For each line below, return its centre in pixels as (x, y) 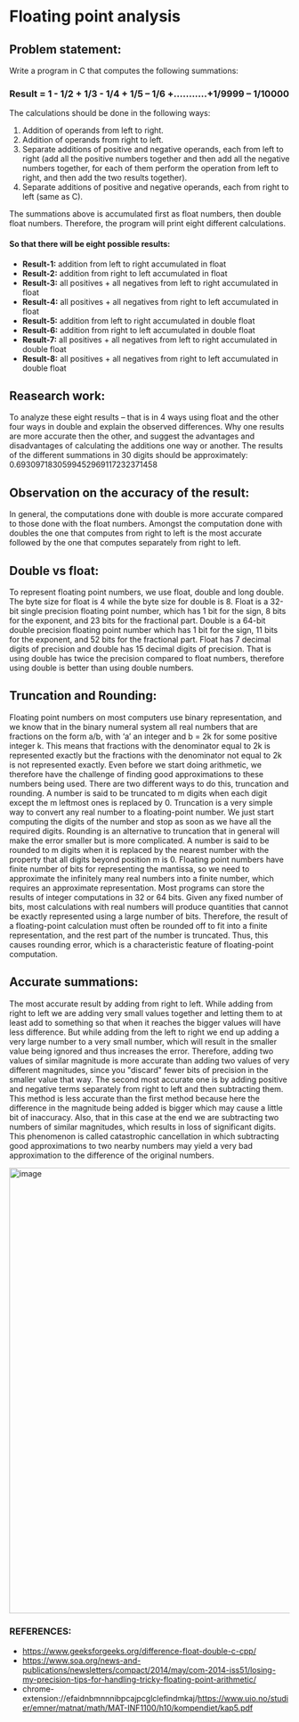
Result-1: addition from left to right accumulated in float (124, 264)
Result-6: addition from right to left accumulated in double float (138, 330)
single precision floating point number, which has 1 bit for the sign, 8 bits (154, 611)
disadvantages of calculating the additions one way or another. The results (146, 446)
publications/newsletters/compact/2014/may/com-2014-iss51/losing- (149, 1669)
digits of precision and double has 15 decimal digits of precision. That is (140, 649)
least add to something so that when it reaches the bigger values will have (145, 1022)
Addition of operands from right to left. (93, 140)
